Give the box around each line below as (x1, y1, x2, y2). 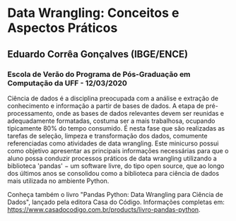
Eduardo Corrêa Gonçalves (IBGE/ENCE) (7, 48, 189, 60)
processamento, (7, 109, 55, 117)
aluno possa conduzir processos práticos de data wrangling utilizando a (7, 154, 217, 162)
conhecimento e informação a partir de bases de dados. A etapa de (7, 101, 204, 110)
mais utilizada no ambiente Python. (7, 177, 110, 185)
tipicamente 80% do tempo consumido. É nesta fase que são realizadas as (7, 124, 225, 132)
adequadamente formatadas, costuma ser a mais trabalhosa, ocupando (7, 117, 216, 125)
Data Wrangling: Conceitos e (7, 5, 179, 21)
